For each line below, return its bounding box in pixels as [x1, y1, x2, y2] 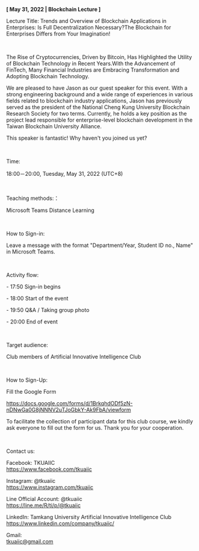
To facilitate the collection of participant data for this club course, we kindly [6, 418, 194, 425]
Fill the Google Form [6, 388, 57, 395]
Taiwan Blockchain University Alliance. [6, 123, 102, 129]
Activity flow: [6, 272, 39, 278]
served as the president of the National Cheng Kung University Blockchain [6, 104, 191, 111]
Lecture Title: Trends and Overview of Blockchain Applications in [6, 17, 167, 24]
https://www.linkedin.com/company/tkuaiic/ [6, 520, 115, 527]
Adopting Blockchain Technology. [6, 73, 90, 79]
